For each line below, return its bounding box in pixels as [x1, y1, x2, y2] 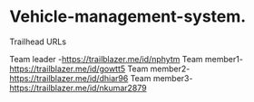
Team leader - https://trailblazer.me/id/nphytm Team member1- [9, 53, 243, 64]
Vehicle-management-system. [9, 6, 247, 27]
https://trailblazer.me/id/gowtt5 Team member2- [9, 63, 190, 74]
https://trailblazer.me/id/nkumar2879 [9, 82, 147, 93]
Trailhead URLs [9, 36, 66, 47]
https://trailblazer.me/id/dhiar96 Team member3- [9, 72, 193, 83]
